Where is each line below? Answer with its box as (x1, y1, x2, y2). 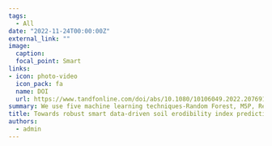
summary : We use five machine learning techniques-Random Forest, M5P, (8, 102, 255, 110)
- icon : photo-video (8, 72, 79, 80)
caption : (15, 49, 45, 58)
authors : (8, 118, 38, 126)
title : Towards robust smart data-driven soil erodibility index (8, 110, 233, 118)
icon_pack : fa (15, 79, 63, 88)
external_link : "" (8, 34, 70, 43)
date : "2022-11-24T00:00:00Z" (8, 27, 111, 35)
